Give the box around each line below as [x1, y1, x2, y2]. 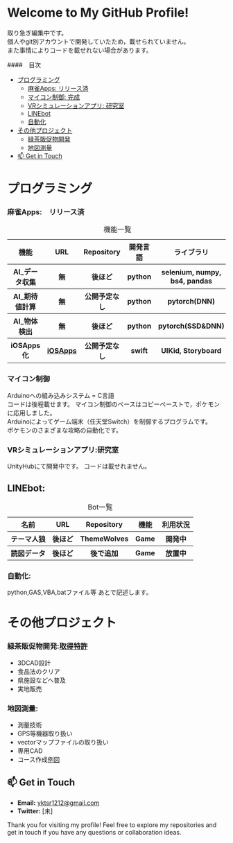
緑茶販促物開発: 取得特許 [7, 641, 88, 651]
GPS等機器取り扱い [17, 729, 73, 738]
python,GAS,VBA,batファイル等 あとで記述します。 [7, 588, 153, 597]
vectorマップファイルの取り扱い [17, 738, 109, 746]
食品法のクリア [17, 667, 60, 675]
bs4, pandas [170, 276, 213, 286]
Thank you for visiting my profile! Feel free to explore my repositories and [7, 820, 217, 829]
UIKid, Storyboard [161, 346, 222, 356]
